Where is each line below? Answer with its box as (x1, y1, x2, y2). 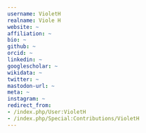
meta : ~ (7, 89, 30, 96)
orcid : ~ (7, 50, 33, 57)
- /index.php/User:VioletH (7, 108, 86, 115)
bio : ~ (7, 37, 27, 44)
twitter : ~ (7, 75, 39, 83)
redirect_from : (7, 102, 52, 109)
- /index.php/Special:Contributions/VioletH (7, 115, 140, 122)
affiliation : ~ (7, 30, 52, 37)
